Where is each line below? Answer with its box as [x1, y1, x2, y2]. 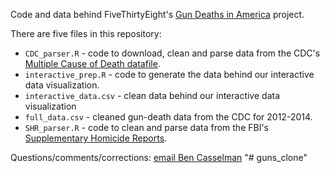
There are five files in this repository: [10, 28, 162, 39]
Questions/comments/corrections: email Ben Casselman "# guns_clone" [10, 152, 308, 163]
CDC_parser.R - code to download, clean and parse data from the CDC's [24, 47, 321, 59]
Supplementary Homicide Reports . [24, 132, 168, 144]
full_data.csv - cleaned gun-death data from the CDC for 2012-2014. [24, 111, 313, 123]
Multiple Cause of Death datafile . [24, 58, 161, 69]
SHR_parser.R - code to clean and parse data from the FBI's [24, 122, 270, 133]
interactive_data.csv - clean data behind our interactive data [24, 90, 281, 101]
